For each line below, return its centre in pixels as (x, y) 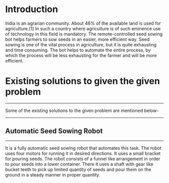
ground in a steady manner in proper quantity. (53, 174)
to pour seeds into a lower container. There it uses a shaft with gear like (79, 164)
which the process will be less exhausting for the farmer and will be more (81, 55)
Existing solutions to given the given (82, 81)
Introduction (32, 9)
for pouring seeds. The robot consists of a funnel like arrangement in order (83, 159)
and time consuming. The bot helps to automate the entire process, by (78, 50)
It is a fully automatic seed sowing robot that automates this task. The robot (83, 148)
